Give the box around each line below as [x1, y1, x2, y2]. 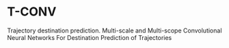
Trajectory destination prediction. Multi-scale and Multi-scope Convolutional [7, 26, 222, 34]
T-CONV [7, 4, 57, 20]
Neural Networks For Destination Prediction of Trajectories [7, 33, 172, 41]
